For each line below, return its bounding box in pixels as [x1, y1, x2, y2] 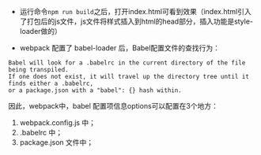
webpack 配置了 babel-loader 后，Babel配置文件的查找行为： [19, 43, 220, 53]
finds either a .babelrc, [8, 79, 93, 87]
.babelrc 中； [19, 128, 63, 137]
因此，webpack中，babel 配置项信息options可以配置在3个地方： [8, 101, 219, 110]
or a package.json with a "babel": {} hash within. [8, 87, 182, 94]
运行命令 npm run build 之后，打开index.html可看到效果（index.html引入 [19, 7, 252, 16]
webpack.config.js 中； [19, 118, 96, 127]
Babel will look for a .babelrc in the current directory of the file [8, 59, 246, 67]
